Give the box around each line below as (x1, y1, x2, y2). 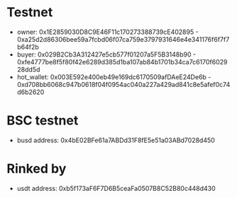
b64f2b (16, 42, 40, 51)
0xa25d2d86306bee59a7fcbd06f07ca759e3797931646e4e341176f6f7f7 (16, 35, 230, 43)
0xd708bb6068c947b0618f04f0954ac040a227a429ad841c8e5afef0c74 (16, 80, 231, 88)
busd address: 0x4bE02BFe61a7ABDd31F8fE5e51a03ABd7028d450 (16, 136, 216, 144)
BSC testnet (6, 112, 79, 129)
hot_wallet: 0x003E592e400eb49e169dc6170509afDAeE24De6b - (16, 72, 211, 81)
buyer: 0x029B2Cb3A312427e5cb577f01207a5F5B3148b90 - (16, 50, 197, 59)
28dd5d (16, 65, 40, 74)
